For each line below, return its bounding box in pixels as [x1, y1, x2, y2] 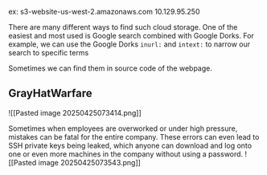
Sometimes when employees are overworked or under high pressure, [8, 124, 238, 133]
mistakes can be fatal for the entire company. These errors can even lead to [8, 132, 260, 141]
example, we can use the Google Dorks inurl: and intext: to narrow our [8, 39, 251, 49]
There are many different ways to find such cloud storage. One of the [8, 22, 238, 31]
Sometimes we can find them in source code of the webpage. [8, 63, 213, 73]
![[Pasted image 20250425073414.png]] [8, 108, 142, 117]
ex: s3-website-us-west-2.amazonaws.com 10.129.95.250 [8, 7, 200, 16]
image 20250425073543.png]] [38, 157, 141, 167]
